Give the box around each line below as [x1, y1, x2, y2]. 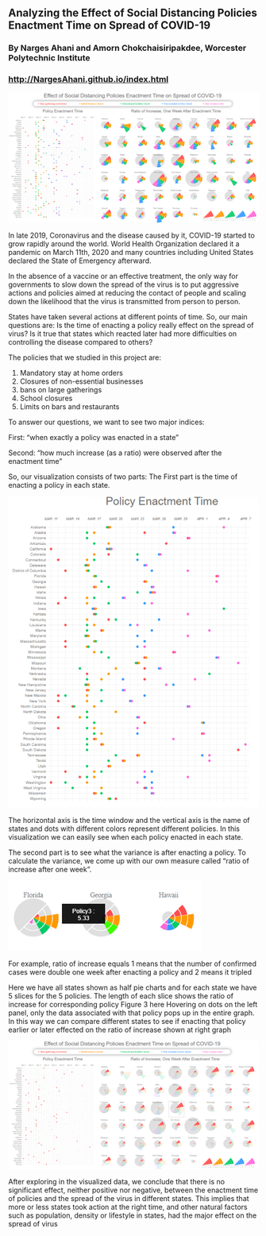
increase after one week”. [8, 865, 92, 875]
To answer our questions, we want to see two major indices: [8, 417, 205, 427]
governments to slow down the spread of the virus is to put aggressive [8, 280, 240, 289]
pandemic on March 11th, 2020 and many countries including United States [8, 247, 254, 257]
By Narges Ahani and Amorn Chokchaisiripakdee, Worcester [8, 43, 247, 54]
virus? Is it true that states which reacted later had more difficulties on [8, 329, 237, 338]
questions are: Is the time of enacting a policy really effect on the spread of [8, 320, 254, 330]
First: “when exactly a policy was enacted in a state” [8, 432, 179, 442]
